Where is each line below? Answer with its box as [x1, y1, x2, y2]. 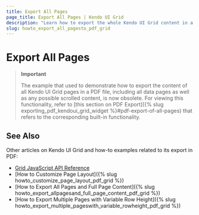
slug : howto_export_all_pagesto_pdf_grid [6, 25, 111, 31]
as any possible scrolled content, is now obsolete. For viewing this [20, 94, 184, 102]
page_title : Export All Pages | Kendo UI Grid [6, 14, 124, 20]
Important [20, 71, 46, 78]
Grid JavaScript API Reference [14, 165, 90, 171]
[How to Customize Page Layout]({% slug [14, 170, 117, 178]
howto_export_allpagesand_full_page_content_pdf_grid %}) [14, 189, 161, 197]
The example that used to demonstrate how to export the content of [20, 82, 188, 89]
